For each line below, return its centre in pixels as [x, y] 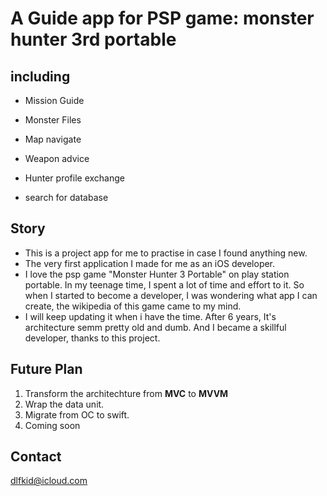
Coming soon [52, 425]
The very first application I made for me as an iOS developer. [150, 263]
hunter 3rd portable [93, 39]
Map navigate [53, 139]
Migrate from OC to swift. [77, 414]
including [40, 76]
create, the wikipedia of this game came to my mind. [133, 306]
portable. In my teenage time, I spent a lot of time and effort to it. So [164, 284]
